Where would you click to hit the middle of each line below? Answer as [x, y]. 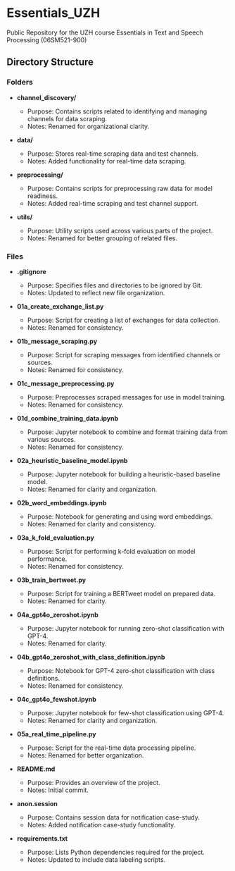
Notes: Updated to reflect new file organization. [96, 292]
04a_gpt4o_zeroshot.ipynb [58, 614]
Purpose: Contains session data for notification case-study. [113, 817]
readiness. [43, 196]
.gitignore [31, 271]
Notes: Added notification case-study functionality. [101, 824]
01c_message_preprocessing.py [65, 383]
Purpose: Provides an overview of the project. [94, 782]
